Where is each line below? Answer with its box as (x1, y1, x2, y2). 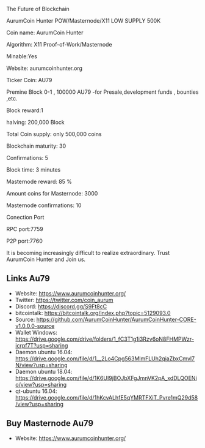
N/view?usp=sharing (15, 361, 68, 368)
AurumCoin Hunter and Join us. (6, 256, 86, 263)
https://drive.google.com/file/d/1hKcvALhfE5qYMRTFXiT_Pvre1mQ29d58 (15, 393, 198, 401)
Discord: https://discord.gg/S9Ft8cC (15, 303, 107, 310)
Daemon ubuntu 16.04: (15, 348, 73, 355)
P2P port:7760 (6, 237, 43, 245)
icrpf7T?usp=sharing (15, 341, 68, 349)
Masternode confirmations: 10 (6, 202, 82, 209)
